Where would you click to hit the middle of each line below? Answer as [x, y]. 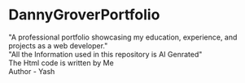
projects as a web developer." [58, 45]
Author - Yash [32, 71]
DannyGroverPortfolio [84, 15]
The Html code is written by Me [61, 63]
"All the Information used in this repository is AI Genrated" [105, 54]
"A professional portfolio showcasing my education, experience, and [123, 37]
